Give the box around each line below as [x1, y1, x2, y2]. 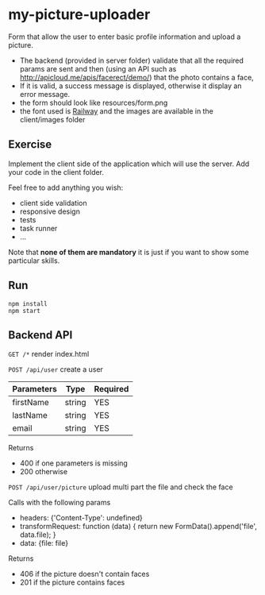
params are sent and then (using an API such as [19, 64, 177, 73]
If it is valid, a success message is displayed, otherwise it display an [19, 81, 242, 91]
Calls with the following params [8, 498, 111, 508]
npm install [8, 299, 48, 307]
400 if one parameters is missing [19, 458, 129, 468]
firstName [12, 397, 49, 408]
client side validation [19, 198, 87, 207]
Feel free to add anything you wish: [8, 183, 124, 192]
